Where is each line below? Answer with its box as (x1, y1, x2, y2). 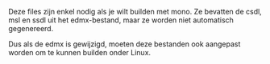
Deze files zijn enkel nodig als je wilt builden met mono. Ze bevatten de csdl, (8, 7, 262, 16)
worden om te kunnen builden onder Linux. (8, 48, 152, 57)
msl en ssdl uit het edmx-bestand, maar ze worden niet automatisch (8, 15, 234, 25)
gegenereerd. (8, 24, 54, 33)
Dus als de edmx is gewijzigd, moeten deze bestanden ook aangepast (8, 39, 241, 49)
